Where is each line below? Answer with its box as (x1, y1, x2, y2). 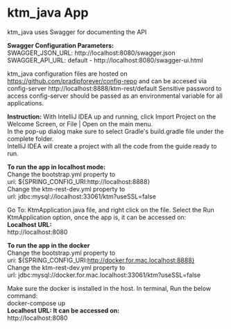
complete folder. (7, 134, 54, 143)
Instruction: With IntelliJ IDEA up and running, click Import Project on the (7, 112, 216, 121)
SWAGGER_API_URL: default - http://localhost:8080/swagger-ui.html (7, 56, 203, 64)
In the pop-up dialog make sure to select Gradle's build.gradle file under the (7, 127, 224, 135)
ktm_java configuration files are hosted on (7, 69, 128, 78)
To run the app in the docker (7, 241, 90, 249)
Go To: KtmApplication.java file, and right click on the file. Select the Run (7, 205, 214, 214)
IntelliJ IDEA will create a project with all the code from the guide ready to (7, 142, 217, 150)
